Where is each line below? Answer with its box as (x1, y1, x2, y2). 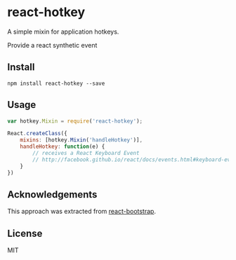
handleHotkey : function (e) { (20, 143, 105, 151)
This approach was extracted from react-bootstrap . (7, 207, 157, 216)
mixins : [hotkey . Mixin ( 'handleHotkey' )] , (20, 137, 143, 144)
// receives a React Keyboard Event (32, 150, 140, 157)
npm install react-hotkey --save (7, 80, 105, 87)
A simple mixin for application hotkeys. (7, 27, 119, 36)
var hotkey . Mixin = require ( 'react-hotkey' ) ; (7, 117, 143, 125)
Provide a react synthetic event (7, 41, 98, 49)
